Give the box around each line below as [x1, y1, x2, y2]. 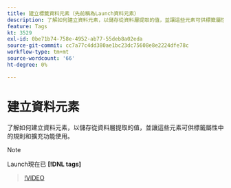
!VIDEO [23, 174, 45, 182]
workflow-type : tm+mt [7, 49, 69, 56]
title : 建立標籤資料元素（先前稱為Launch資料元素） [7, 10, 140, 17]
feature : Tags [7, 23, 48, 30]
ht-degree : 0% [7, 61, 48, 68]
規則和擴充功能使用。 [12, 132, 74, 140]
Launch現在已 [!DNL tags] [7, 160, 81, 168]
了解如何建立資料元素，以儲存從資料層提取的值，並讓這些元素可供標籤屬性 [7, 123, 218, 132]
